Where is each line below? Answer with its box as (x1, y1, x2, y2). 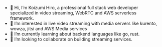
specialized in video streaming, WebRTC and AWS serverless (10, 10, 137, 16)
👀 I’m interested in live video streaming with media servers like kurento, (10, 20, 157, 26)
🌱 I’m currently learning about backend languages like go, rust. (10, 31, 140, 37)
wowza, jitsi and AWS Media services (10, 26, 87, 32)
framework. (10, 15, 34, 21)
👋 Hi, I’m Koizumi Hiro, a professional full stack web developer (10, 5, 138, 10)
